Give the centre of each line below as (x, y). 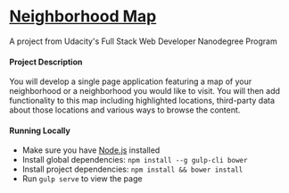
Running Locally (40, 130)
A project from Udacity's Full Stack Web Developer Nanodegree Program (144, 41)
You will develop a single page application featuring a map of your (131, 81)
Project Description (46, 62)
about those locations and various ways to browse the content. (125, 110)
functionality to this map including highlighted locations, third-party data (142, 101)
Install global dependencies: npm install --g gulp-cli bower (135, 160)
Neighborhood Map (83, 17)
